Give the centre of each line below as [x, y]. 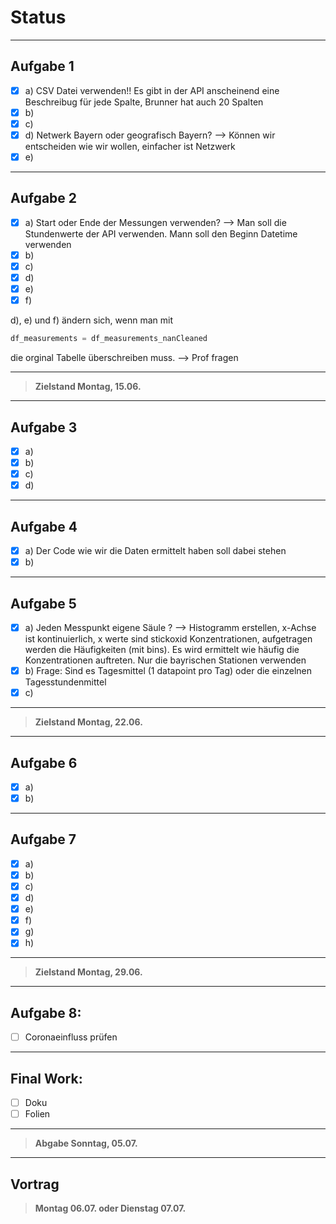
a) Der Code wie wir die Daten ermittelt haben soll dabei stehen [155, 550]
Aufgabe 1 [42, 66]
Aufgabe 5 [43, 603]
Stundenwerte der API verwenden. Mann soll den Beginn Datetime [161, 233]
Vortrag [35, 1184]
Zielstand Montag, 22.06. [88, 722]
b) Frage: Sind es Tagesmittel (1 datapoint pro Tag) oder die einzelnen [168, 670]
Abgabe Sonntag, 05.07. [86, 1143]
